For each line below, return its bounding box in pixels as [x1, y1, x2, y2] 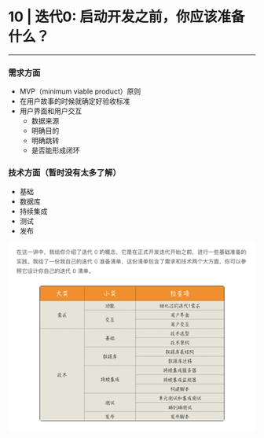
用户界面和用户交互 [19, 106, 82, 116]
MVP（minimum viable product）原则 [19, 86, 141, 96]
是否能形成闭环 [31, 145, 80, 155]
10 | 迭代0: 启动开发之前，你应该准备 [8, 8, 245, 26]
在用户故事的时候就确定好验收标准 [19, 97, 130, 106]
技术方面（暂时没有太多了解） [8, 167, 122, 179]
